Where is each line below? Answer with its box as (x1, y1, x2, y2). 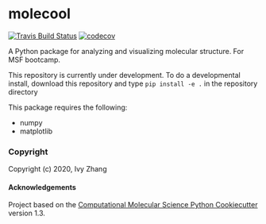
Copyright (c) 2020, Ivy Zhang (8, 164, 107, 174)
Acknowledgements (8, 182, 77, 191)
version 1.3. (8, 208, 46, 218)
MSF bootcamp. (8, 55, 61, 64)
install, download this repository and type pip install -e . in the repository (8, 79, 258, 88)
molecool (8, 5, 71, 23)
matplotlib (19, 126, 53, 136)
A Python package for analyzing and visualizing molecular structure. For (8, 46, 245, 56)
